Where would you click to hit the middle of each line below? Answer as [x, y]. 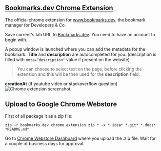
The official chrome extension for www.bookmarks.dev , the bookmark [75, 20]
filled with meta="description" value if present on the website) [68, 59]
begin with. [16, 40]
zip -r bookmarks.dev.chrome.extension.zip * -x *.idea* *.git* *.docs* [80, 125]
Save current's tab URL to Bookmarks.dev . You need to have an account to [80, 34]
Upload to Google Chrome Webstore [61, 104]
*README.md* [17, 129]
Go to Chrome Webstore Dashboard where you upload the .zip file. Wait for [80, 138]
